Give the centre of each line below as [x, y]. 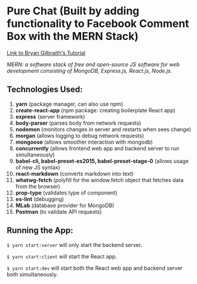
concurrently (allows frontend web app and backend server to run [97, 148]
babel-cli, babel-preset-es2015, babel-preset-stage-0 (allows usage [102, 161]
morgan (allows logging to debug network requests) [80, 135]
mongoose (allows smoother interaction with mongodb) [84, 142]
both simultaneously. [33, 274]
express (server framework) [50, 116]
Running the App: [40, 231]
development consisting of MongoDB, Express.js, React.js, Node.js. [90, 70]
